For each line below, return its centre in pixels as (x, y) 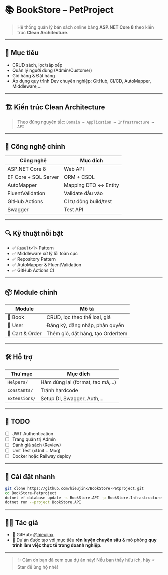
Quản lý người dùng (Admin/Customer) (52, 70)
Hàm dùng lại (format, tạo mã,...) (79, 382)
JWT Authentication (33, 433)
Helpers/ (18, 382)
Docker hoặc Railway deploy (42, 456)
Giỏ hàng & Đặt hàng (34, 75)
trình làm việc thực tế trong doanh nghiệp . (57, 545)
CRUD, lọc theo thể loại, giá (79, 317)
